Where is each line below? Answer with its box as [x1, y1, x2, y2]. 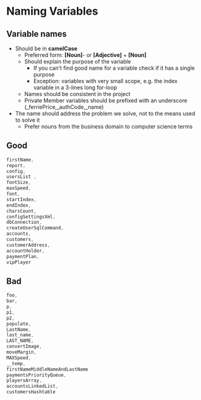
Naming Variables [6, 4, 99, 18]
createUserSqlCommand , [6, 225, 64, 231]
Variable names [6, 29, 67, 39]
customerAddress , [6, 242, 51, 248]
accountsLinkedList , [6, 383, 59, 390]
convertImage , [6, 344, 43, 350]
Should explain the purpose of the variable [24, 58, 132, 65]
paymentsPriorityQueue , [6, 372, 67, 378]
